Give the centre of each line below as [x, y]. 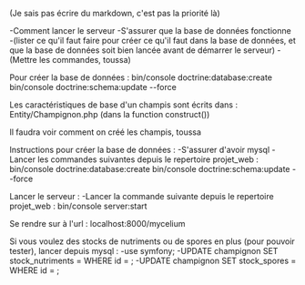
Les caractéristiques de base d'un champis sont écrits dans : [124, 105]
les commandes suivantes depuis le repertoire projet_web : [148, 159]
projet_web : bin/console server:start [78, 206]
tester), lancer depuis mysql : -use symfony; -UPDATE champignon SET [144, 251]
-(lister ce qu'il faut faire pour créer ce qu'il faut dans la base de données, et [152, 41]
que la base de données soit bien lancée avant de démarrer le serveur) [142, 50]
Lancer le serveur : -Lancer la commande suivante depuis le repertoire [142, 196]
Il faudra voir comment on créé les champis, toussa [106, 132]
